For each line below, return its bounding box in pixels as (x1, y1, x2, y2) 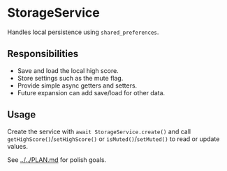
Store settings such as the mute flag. (17, 74, 124, 82)
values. (7, 142, 28, 150)
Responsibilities (7, 48, 79, 60)
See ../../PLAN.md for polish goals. (7, 155, 107, 164)
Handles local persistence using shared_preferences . (7, 28, 159, 36)
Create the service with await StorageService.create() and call (7, 127, 191, 136)
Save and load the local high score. (17, 66, 119, 74)
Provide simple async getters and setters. (17, 81, 138, 90)
